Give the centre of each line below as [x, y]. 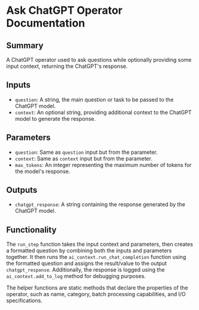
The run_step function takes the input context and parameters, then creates [100, 245]
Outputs [22, 190]
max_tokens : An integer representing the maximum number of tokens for [103, 165]
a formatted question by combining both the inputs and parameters [89, 251]
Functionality [31, 230]
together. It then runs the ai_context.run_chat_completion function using [96, 257]
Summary [25, 45]
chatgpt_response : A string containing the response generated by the [100, 204]
